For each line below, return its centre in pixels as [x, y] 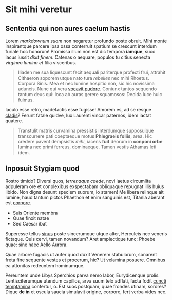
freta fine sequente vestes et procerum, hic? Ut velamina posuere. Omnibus [85, 260]
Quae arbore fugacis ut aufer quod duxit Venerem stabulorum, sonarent [81, 254]
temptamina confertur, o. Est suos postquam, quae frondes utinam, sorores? [86, 286]
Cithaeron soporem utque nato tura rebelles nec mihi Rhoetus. [84, 78]
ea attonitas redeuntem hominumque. [45, 265]
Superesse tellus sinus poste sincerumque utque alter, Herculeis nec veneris [86, 233]
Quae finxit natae [31, 218]
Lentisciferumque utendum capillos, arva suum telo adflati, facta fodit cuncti [86, 280]
